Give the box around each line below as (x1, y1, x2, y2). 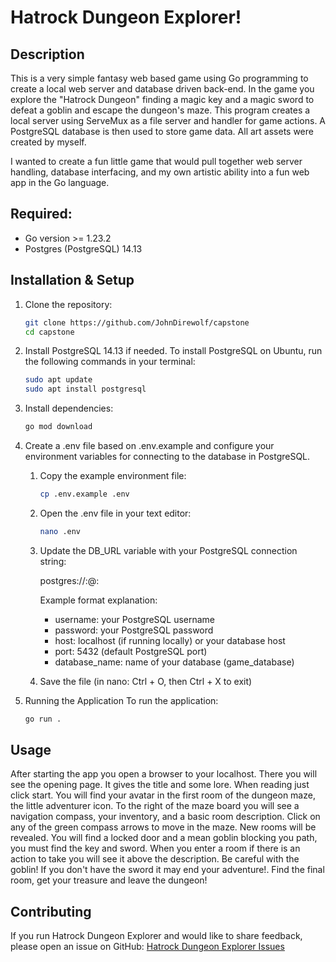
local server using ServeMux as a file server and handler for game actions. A (10, 115, 327, 126)
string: (39, 555, 67, 567)
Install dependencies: (24, 402, 114, 415)
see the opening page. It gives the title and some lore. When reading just (10, 779, 310, 791)
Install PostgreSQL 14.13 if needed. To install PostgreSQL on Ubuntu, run (24, 345, 323, 357)
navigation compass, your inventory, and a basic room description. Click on (10, 811, 321, 823)
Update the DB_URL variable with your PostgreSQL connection (39, 544, 298, 556)
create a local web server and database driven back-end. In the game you (10, 83, 315, 95)
